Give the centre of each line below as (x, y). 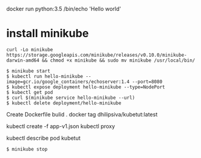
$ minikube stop (27, 149)
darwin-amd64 (23, 60)
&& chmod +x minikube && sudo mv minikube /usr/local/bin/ (119, 60)
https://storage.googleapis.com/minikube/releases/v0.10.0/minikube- (97, 55)
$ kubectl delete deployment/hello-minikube (64, 103)
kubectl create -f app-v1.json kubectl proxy (61, 126)
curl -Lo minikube (30, 49)
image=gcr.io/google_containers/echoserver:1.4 (68, 82)
